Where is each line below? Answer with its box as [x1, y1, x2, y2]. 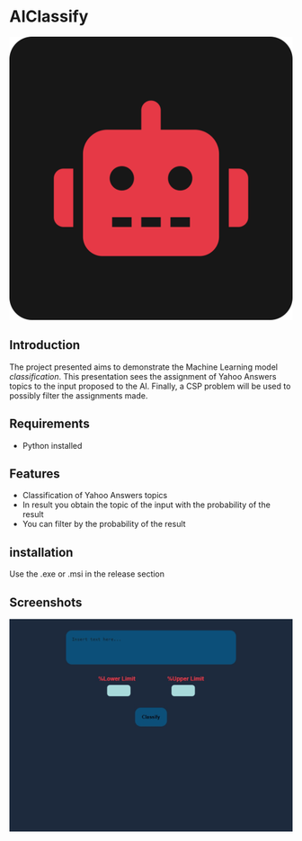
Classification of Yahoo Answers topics [22, 490, 168, 501]
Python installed [22, 440, 83, 451]
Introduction [9, 337, 81, 353]
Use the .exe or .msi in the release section [9, 568, 164, 579]
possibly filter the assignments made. [9, 389, 148, 401]
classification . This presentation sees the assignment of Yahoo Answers [9, 371, 277, 381]
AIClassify [9, 6, 89, 27]
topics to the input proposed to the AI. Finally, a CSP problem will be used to [9, 380, 291, 391]
